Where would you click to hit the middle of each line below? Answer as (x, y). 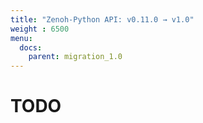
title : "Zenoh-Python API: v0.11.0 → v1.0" (102, 19)
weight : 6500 (40, 29)
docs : (31, 47)
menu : (21, 38)
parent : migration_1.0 (75, 57)
